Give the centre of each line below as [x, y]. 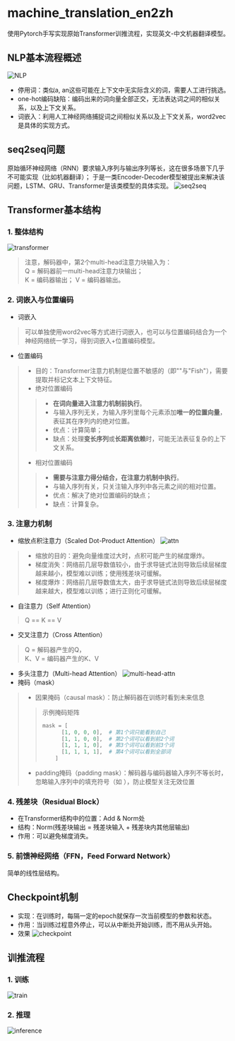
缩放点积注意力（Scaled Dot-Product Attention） [88, 540]
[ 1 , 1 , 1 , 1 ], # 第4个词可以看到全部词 [116, 752]
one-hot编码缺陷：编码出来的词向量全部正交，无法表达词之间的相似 [116, 99]
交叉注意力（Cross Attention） [62, 634]
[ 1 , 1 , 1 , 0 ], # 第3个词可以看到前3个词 [117, 745]
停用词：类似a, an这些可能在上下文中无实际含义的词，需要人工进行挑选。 [123, 90]
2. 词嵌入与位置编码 [41, 300]
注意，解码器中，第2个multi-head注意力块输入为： [98, 262]
